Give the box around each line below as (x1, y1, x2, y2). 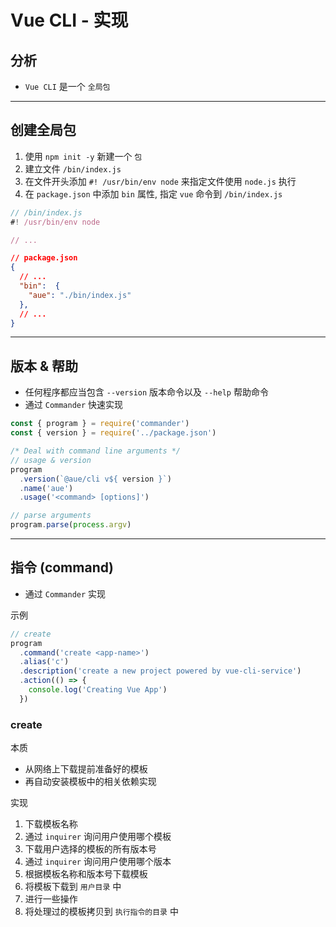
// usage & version (10, 455, 92, 465)
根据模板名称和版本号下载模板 (24, 868, 148, 880)
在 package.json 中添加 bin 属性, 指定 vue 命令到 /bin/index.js (24, 187, 283, 200)
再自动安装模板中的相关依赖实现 (24, 776, 157, 788)
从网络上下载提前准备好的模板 (24, 763, 148, 775)
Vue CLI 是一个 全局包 (24, 81, 111, 92)
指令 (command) (10, 559, 114, 576)
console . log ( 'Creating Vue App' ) (28, 685, 168, 695)
